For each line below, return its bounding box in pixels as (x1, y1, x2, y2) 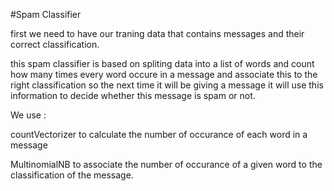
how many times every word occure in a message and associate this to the (10, 69, 318, 80)
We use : (10, 109, 47, 121)
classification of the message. (10, 169, 134, 181)
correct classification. (10, 39, 100, 50)
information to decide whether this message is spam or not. (10, 90, 256, 101)
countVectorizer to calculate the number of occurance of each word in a (10, 129, 308, 140)
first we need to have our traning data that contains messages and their (10, 28, 305, 39)
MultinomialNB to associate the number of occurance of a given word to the (10, 159, 323, 170)
